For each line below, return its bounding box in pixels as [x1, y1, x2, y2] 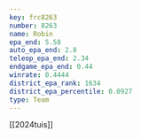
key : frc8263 [9, 12, 58, 22]
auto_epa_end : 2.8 [9, 46, 77, 55]
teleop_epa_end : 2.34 [9, 54, 90, 63]
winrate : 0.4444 [9, 71, 69, 80]
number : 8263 [9, 21, 58, 30]
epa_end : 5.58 [9, 37, 62, 47]
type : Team [9, 95, 50, 104]
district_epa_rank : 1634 [9, 79, 101, 88]
